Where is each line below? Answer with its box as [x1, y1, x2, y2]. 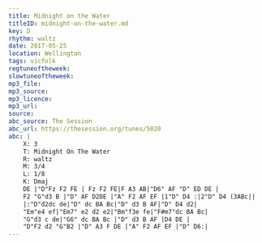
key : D [8, 27, 31, 35]
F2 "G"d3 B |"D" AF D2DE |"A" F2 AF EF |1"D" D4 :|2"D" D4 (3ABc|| [23, 192, 256, 201]
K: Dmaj [23, 177, 49, 186]
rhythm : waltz [8, 34, 57, 43]
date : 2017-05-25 [8, 42, 67, 50]
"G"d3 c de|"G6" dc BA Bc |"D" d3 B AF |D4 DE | [23, 215, 191, 224]
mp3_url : [8, 102, 38, 110]
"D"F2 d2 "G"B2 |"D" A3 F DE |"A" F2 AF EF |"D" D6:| [23, 223, 208, 231]
